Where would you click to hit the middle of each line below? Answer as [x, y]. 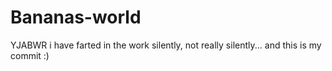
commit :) [30, 55]
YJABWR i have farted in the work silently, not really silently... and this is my [166, 45]
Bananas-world [76, 17]
